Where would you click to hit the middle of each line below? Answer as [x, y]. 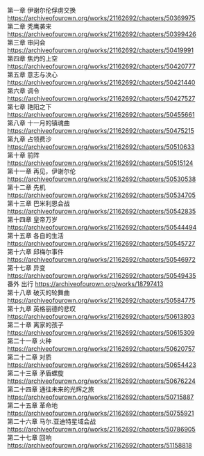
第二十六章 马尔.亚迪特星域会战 [51, 421]
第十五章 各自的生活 [35, 236]
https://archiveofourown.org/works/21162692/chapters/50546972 [102, 259]
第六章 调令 [23, 91]
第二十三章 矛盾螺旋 [35, 373]
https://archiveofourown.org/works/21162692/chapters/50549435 [102, 276]
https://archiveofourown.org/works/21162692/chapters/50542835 [102, 211]
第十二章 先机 [26, 187]
